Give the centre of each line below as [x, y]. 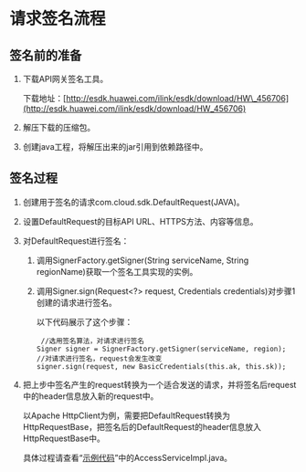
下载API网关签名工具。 [65, 79]
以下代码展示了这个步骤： [84, 321]
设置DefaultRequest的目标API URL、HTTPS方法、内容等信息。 [140, 221]
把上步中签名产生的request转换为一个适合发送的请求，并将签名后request [159, 384]
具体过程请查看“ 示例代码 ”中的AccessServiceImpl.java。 [127, 457]
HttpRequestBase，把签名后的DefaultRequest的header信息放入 [142, 426]
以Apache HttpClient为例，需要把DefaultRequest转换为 [127, 415]
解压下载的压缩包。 [59, 127]
